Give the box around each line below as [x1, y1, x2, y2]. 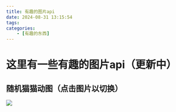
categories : [6, 25, 35, 31]
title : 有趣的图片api [6, 8, 55, 15]
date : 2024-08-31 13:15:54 [6, 14, 73, 20]
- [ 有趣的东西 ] [17, 31, 50, 37]
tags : [6, 20, 19, 25]
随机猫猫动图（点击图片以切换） [6, 84, 123, 94]
